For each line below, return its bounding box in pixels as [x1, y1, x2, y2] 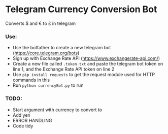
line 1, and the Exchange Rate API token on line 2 [12, 66, 115, 72]
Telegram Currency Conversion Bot [5, 4, 157, 15]
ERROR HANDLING [12, 117, 52, 123]
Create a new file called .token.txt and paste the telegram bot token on [12, 61, 163, 67]
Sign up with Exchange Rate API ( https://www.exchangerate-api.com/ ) [12, 55, 160, 61]
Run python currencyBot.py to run [12, 82, 84, 88]
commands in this [12, 77, 50, 83]
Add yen [12, 112, 30, 118]
